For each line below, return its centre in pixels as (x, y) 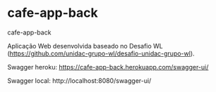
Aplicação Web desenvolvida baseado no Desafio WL (85, 46)
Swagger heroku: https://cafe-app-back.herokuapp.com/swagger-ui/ (108, 67)
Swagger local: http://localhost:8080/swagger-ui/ (79, 80)
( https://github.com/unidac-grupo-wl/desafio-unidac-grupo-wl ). (101, 53)
